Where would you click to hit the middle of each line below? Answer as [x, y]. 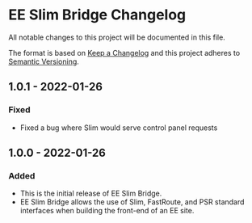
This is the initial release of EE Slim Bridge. [91, 194]
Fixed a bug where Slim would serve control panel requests [119, 128]
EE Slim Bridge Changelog [97, 15]
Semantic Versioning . [44, 61]
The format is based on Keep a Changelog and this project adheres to [124, 53]
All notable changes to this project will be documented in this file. [117, 37]
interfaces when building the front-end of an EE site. [107, 211]
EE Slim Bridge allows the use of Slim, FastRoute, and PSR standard [132, 202]
